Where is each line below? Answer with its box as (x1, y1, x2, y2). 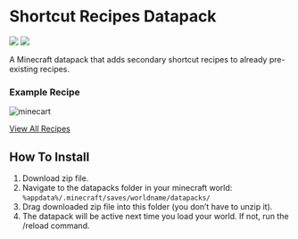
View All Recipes (9, 123, 71, 135)
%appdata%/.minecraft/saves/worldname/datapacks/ (21, 194, 211, 202)
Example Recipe (9, 86, 80, 98)
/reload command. (21, 220, 90, 231)
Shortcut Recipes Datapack (9, 6, 217, 27)
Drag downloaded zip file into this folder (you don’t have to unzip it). (21, 202, 273, 212)
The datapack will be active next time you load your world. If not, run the (21, 211, 289, 222)
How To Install (9, 149, 90, 164)
